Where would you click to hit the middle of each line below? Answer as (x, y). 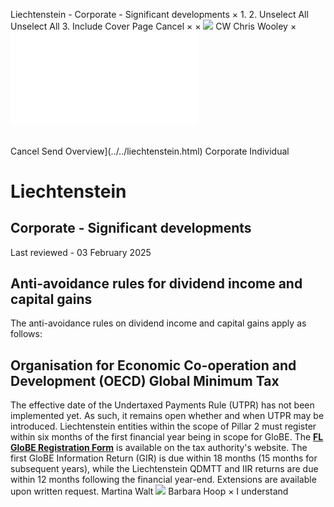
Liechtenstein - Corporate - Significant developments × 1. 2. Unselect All (159, 14)
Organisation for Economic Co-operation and (153, 365)
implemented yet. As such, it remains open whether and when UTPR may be (167, 416)
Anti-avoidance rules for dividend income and (156, 283)
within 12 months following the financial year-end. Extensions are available (163, 480)
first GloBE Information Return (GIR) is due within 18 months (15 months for (164, 458)
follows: (26, 334)
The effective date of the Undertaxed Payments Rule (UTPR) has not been (162, 405)
